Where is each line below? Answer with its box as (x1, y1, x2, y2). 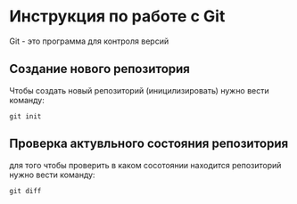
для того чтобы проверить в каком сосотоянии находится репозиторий (9, 159, 282, 170)
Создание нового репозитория (9, 61, 190, 77)
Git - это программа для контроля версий (9, 36, 169, 46)
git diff (9, 186, 42, 195)
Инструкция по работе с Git (9, 6, 226, 27)
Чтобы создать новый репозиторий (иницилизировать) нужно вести (9, 85, 269, 95)
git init (9, 111, 42, 121)
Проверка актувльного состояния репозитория (9, 136, 289, 151)
